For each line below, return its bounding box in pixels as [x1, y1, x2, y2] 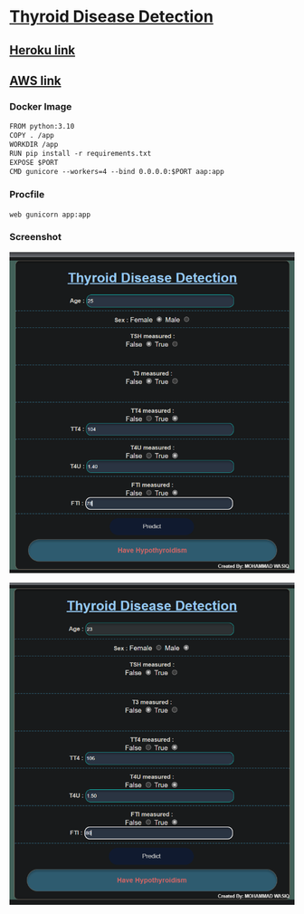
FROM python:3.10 [9, 122, 75, 131]
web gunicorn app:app [9, 210, 91, 219]
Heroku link [9, 43, 75, 58]
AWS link [9, 72, 62, 88]
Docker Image [9, 100, 72, 112]
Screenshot [9, 231, 62, 244]
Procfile [9, 188, 45, 201]
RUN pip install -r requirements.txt [9, 149, 152, 159]
